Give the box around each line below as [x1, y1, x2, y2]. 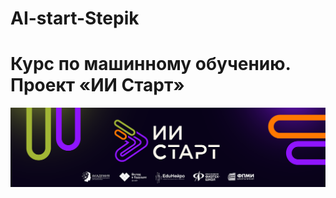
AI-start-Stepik [10, 7, 140, 30]
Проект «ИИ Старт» [10, 74, 185, 97]
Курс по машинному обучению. [10, 53, 292, 76]
